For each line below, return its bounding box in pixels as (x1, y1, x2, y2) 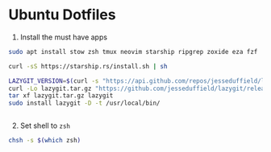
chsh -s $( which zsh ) (8, 137, 81, 145)
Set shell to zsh (19, 121, 71, 130)
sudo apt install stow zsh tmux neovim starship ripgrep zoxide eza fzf (8, 47, 258, 55)
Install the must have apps (19, 32, 107, 42)
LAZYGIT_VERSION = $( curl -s (8, 76, 99, 85)
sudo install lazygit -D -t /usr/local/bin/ (8, 99, 161, 108)
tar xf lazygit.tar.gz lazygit (8, 92, 114, 100)
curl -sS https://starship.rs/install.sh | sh (8, 62, 168, 70)
